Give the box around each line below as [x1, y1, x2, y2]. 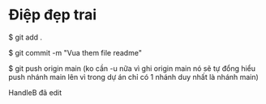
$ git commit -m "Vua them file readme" [8, 48, 142, 57]
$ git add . [8, 32, 43, 42]
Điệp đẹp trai [8, 6, 97, 24]
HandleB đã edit [8, 87, 62, 98]
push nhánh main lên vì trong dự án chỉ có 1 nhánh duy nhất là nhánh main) [8, 72, 260, 81]
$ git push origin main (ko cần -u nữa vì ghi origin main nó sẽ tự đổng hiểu [8, 63, 256, 73]
